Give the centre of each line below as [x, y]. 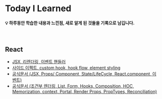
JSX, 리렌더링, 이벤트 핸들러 [39, 62]
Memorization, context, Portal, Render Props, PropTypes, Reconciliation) [84, 92]
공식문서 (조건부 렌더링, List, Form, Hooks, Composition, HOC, [73, 86]
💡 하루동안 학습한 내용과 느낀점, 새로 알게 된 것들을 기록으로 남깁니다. [70, 23]
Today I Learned [38, 9]
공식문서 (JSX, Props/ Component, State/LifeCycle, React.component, [82, 74]
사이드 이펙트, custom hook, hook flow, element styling [66, 68]
